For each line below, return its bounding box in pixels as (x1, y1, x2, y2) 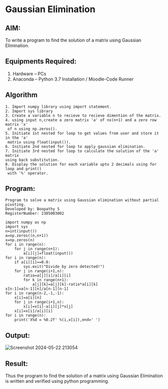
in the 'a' (5, 135, 28, 140)
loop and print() (5, 166, 42, 171)
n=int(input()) (5, 229, 37, 234)
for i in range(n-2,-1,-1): (5, 291, 65, 296)
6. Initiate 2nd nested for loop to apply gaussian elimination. (5, 144, 145, 149)
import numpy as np (5, 220, 46, 225)
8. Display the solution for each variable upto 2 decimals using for (5, 162, 157, 167)
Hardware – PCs (12, 70, 46, 76)
